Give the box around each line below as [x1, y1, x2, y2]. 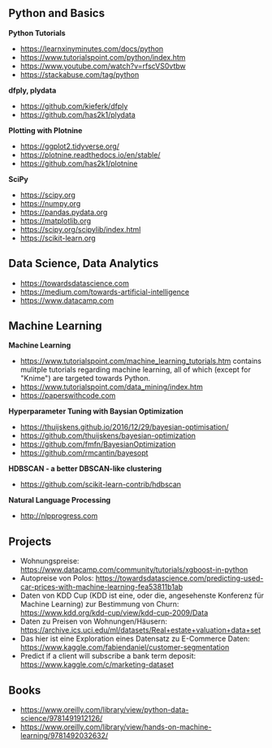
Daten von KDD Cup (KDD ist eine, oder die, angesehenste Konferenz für [19, 590, 265, 600]
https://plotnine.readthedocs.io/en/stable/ [19, 149, 161, 159]
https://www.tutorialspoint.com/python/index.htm [19, 52, 186, 62]
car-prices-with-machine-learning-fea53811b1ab [19, 582, 183, 592]
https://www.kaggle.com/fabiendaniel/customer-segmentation [19, 642, 230, 652]
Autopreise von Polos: [19, 573, 94, 583]
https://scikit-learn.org [19, 233, 96, 243]
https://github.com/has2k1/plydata [19, 110, 136, 119]
